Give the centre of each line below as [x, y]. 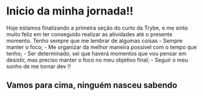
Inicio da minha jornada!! [70, 11]
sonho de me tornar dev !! [38, 66]
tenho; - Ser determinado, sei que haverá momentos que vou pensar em [96, 53]
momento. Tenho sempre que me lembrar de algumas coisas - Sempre [95, 40]
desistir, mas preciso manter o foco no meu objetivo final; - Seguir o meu [97, 60]
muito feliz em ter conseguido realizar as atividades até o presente [89, 34]
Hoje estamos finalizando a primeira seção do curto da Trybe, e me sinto [97, 28]
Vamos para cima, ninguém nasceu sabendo [92, 85]
